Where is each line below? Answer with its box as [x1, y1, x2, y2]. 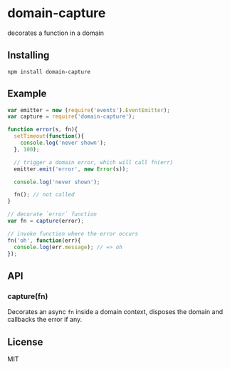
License [7, 335, 43, 348]
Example [7, 88, 47, 100]
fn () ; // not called [14, 191, 75, 198]
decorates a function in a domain [7, 29, 105, 37]
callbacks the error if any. [7, 315, 83, 324]
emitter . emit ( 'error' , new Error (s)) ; [14, 166, 130, 173]
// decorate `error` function [7, 211, 98, 218]
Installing [7, 49, 50, 61]
